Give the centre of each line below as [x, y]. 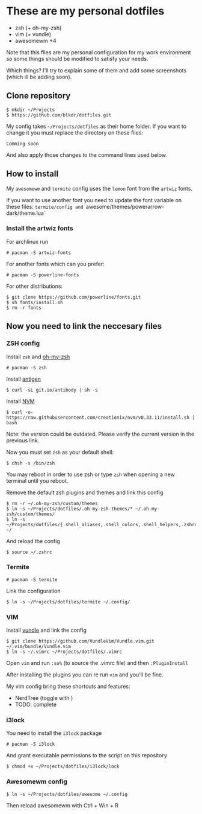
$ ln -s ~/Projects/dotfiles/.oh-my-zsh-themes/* [70, 509]
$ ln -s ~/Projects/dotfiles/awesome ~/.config [67, 794]
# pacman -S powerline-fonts [43, 275]
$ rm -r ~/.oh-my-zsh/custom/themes [52, 503]
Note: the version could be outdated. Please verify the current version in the [100, 434]
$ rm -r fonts [24, 308]
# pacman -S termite [32, 580]
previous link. [23, 440]
